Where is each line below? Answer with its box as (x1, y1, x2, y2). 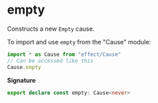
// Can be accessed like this (7, 57, 94, 64)
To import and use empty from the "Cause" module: (7, 38, 151, 46)
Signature (7, 76, 36, 84)
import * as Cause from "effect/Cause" (7, 50, 122, 58)
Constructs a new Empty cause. (7, 25, 95, 33)
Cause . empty (7, 63, 41, 70)
